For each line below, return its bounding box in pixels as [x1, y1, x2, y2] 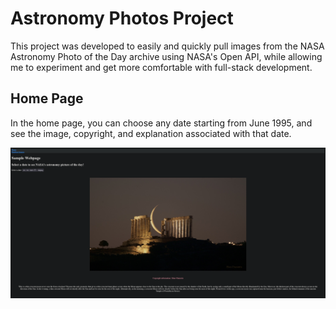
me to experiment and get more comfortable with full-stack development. [10, 61, 313, 73]
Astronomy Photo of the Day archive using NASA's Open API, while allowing [10, 50, 323, 62]
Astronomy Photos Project [10, 7, 234, 30]
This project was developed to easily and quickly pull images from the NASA [10, 40, 325, 52]
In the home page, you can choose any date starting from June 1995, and [10, 117, 313, 129]
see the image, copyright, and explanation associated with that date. [10, 127, 292, 139]
